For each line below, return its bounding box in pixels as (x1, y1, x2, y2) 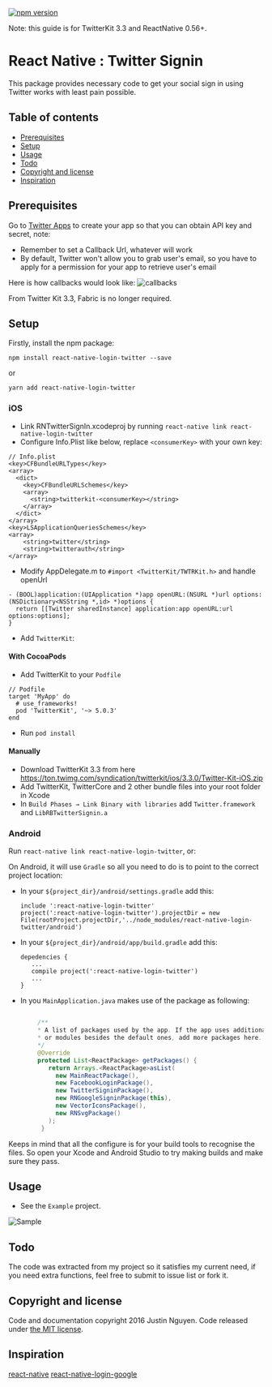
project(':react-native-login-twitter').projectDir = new (19, 909, 220, 917)
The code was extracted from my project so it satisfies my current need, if (8, 1262, 257, 1272)
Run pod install (19, 728, 76, 737)
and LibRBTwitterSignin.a (19, 808, 108, 818)
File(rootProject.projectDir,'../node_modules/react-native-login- (19, 917, 253, 925)
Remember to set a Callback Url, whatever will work (19, 244, 193, 255)
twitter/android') (19, 923, 83, 932)
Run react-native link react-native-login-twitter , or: (8, 846, 197, 856)
